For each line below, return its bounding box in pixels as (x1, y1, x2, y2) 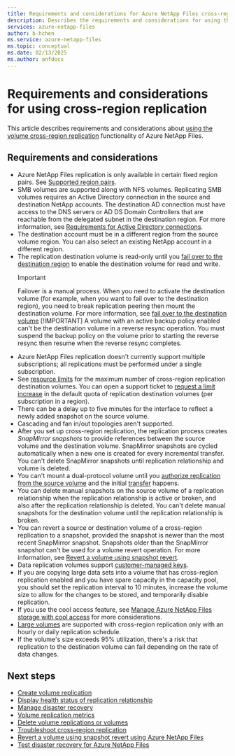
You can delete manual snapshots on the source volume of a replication (17, 486, 224, 494)
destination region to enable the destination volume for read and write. (17, 260, 220, 268)
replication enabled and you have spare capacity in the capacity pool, (17, 575, 218, 584)
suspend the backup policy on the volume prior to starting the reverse (17, 331, 219, 339)
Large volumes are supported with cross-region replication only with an (17, 620, 224, 629)
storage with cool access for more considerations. (17, 612, 162, 621)
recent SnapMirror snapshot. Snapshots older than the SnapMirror (17, 538, 208, 547)
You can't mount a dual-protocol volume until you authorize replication (17, 471, 221, 479)
